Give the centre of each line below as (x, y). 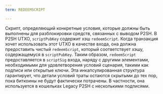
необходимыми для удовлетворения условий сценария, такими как (77, 65)
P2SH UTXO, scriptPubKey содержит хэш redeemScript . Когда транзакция (82, 39)
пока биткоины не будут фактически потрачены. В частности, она (75, 81)
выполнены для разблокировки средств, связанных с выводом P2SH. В (81, 33)
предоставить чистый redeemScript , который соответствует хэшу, (75, 49)
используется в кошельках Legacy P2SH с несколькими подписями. (77, 86)
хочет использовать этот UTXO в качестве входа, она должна (71, 44)
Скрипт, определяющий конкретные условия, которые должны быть (78, 28)
